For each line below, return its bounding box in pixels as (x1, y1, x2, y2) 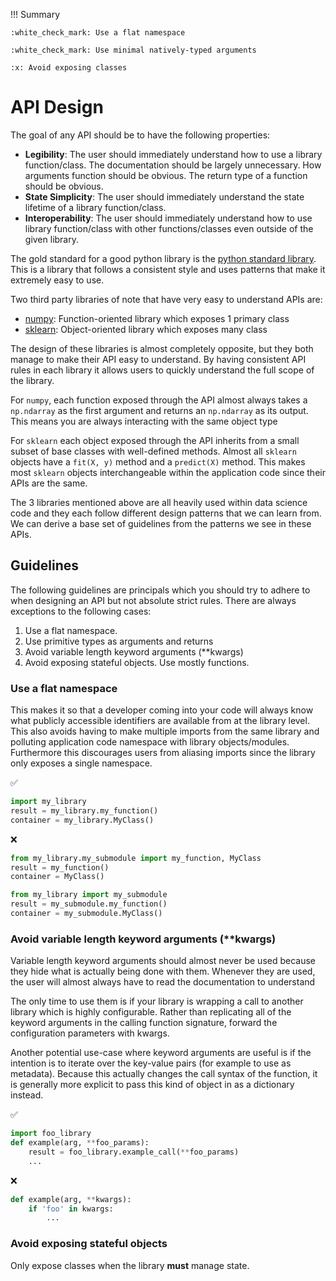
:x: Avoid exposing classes (10, 63, 128, 73)
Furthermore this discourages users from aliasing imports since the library (10, 747, 316, 759)
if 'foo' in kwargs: (28, 1204, 114, 1214)
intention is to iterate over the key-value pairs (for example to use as (10, 1057, 292, 1069)
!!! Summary (10, 9, 61, 20)
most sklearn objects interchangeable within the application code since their (10, 466, 326, 478)
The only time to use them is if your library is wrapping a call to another (10, 995, 304, 1008)
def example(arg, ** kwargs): (10, 1194, 132, 1204)
